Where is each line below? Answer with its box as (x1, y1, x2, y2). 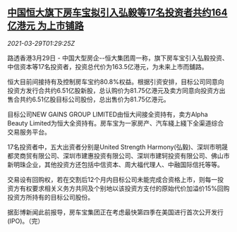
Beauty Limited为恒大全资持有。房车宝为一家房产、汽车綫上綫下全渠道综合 (7, 118, 224, 127)
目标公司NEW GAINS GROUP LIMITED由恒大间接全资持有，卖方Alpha (7, 110, 208, 118)
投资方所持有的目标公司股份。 (7, 193, 94, 201)
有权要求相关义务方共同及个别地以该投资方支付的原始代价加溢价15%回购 (19, 184, 230, 193)
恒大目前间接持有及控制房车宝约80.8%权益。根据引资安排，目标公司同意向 (7, 77, 224, 86)
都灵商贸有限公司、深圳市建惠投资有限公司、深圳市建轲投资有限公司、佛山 (7, 151, 224, 160)
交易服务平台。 (7, 128, 51, 136)
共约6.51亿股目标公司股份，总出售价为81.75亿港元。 (19, 94, 171, 104)
